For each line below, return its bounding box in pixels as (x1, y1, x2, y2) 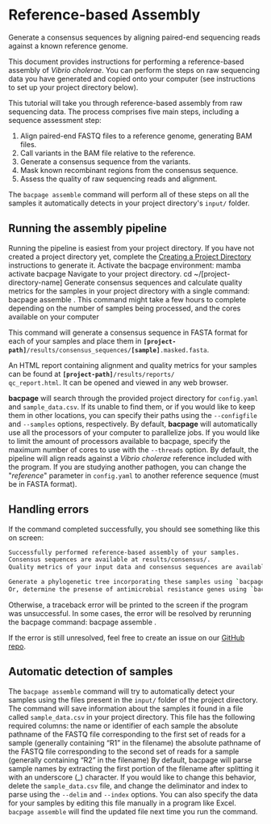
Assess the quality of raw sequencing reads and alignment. (19, 174, 218, 184)
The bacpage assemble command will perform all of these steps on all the (8, 189, 249, 199)
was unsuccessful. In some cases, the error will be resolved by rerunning (8, 608, 252, 618)
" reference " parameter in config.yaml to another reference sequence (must (8, 471, 260, 480)
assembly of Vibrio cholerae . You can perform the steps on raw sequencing (8, 65, 261, 74)
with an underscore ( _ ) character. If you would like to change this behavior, (8, 772, 256, 782)
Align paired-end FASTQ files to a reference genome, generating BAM (19, 131, 252, 141)
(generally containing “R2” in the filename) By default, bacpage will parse (8, 754, 252, 765)
